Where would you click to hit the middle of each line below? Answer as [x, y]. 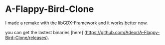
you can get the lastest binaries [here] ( [46, 32]
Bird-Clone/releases [26, 38]
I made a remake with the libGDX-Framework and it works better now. [77, 23]
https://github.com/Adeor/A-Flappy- [123, 32]
